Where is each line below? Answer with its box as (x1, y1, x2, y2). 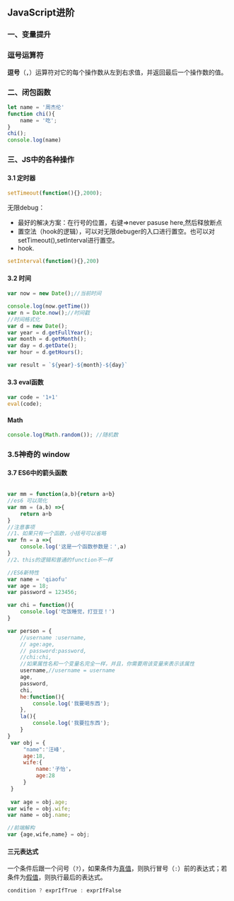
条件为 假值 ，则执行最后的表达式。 (7, 873, 107, 882)
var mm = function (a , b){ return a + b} (7, 491, 115, 498)
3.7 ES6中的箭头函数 (7, 468, 68, 477)
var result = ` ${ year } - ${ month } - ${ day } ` (7, 361, 129, 369)
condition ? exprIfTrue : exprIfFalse (7, 887, 122, 895)
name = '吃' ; (20, 117, 58, 124)
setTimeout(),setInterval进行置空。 (17, 236, 119, 245)
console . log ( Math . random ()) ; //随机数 (7, 431, 119, 438)
